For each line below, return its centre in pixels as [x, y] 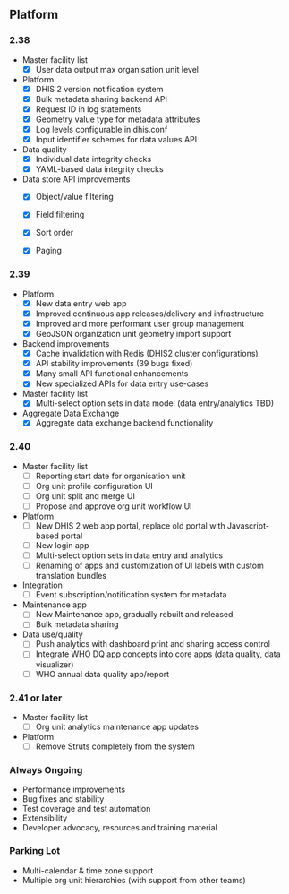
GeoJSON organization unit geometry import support [133, 333]
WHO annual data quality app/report [102, 674]
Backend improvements [66, 344]
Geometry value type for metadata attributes [118, 119]
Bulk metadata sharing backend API [102, 99]
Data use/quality [52, 634]
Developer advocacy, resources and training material [119, 828]
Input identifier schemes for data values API [116, 140]
